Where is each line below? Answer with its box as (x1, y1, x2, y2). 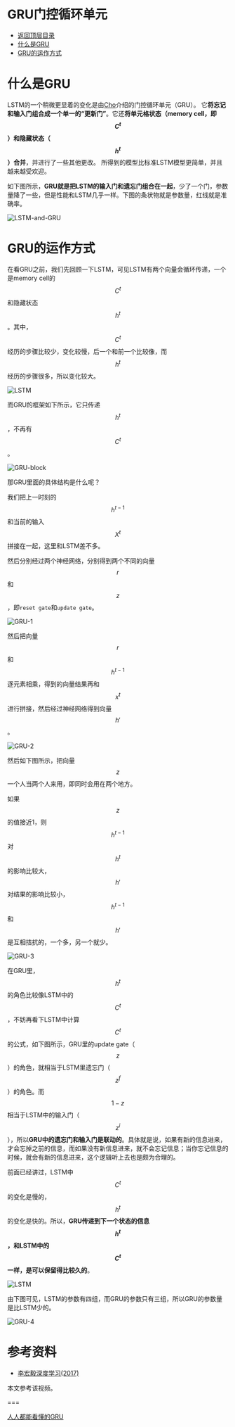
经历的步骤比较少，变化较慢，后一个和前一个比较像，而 (7, 348, 167, 356)
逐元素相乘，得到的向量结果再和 (7, 680, 100, 688)
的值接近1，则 (7, 818, 47, 826)
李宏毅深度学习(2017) (17, 1369, 79, 1377)
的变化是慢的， (7, 1192, 51, 1200)
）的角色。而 (7, 1088, 44, 1096)
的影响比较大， (7, 867, 51, 875)
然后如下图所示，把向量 (7, 756, 75, 764)
